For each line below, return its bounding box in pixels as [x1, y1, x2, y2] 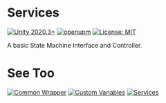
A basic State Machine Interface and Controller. [7, 41, 142, 49]
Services [7, 5, 60, 21]
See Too [7, 66, 55, 81]
